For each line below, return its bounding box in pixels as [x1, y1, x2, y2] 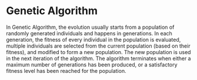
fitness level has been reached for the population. [6, 67, 126, 74]
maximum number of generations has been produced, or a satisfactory [6, 61, 178, 68]
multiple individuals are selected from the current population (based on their [6, 42, 191, 49]
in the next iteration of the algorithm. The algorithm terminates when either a [6, 55, 191, 62]
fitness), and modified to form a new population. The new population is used [6, 48, 191, 55]
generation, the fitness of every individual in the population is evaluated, [6, 36, 181, 43]
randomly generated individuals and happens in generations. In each [6, 29, 172, 36]
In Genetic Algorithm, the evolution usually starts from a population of [6, 24, 175, 31]
